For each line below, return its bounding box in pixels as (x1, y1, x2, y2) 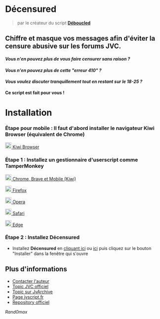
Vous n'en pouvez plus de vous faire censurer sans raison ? (5, 56, 130, 62)
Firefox (12, 187, 27, 193)
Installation (5, 107, 52, 118)
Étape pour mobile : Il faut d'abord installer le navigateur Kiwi (5, 125, 155, 131)
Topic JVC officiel (12, 283, 48, 289)
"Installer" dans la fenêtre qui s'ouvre (12, 251, 88, 256)
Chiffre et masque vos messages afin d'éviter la (5, 34, 156, 43)
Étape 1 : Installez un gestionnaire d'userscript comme (5, 156, 138, 163)
